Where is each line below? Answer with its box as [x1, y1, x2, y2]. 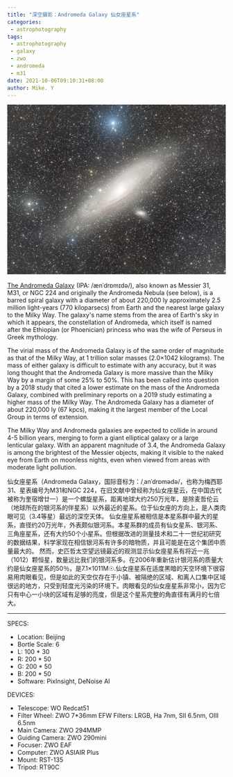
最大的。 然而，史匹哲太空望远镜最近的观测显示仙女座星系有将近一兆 [12, 546, 209, 555]
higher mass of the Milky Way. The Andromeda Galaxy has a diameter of [7, 398, 214, 406]
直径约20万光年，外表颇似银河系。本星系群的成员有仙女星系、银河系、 [19, 521, 222, 529]
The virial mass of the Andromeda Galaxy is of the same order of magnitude [7, 346, 224, 354]
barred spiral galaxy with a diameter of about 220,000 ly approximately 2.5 [7, 296, 221, 304]
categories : [7, 18, 42, 26]
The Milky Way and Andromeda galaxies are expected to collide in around [7, 426, 218, 434]
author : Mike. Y [7, 84, 54, 92]
